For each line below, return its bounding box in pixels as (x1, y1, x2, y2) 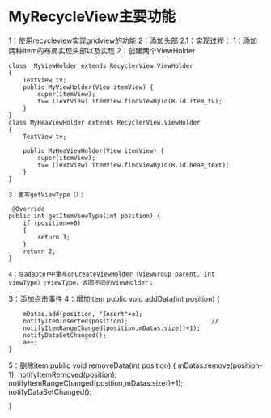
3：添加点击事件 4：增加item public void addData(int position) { (8, 293, 221, 303)
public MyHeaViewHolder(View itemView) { (23, 146, 164, 154)
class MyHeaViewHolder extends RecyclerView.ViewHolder (8, 118, 201, 126)
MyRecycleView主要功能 (8, 7, 176, 26)
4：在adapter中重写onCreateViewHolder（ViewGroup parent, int (8, 270, 215, 278)
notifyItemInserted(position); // (23, 317, 219, 325)
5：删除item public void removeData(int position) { (8, 361, 176, 370)
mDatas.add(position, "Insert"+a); (23, 310, 143, 318)
